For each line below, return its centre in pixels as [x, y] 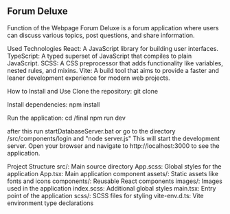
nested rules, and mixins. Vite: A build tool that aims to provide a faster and [113, 70]
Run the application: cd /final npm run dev [66, 118]
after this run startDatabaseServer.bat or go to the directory [91, 131]
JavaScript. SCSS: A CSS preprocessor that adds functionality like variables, [115, 63]
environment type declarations [50, 203]
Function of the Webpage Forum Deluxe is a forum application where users [113, 28]
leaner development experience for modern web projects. [89, 78]
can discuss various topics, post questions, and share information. [101, 35]
